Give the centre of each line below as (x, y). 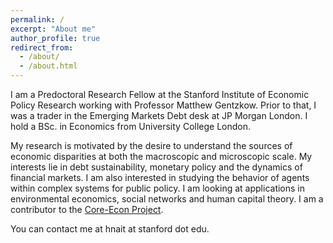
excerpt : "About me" (53, 29)
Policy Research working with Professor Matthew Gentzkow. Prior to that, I (163, 105)
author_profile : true (55, 38)
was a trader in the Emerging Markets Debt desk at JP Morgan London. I (159, 115)
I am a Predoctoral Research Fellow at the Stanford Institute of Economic (160, 94)
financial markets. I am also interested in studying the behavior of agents (160, 177)
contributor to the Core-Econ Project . (87, 209)
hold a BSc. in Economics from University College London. (131, 126)
